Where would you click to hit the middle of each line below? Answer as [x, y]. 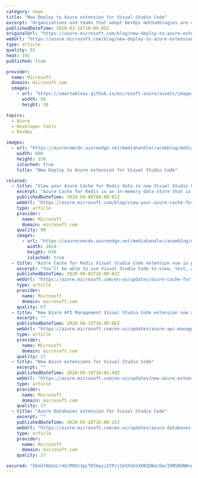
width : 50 [34, 99]
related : [17, 181]
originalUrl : [22, 34]
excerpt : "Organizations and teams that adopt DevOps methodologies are [97, 22]
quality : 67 [31, 307]
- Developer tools [34, 126]
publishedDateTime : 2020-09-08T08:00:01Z [68, 197]
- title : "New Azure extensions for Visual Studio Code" [83, 362]
